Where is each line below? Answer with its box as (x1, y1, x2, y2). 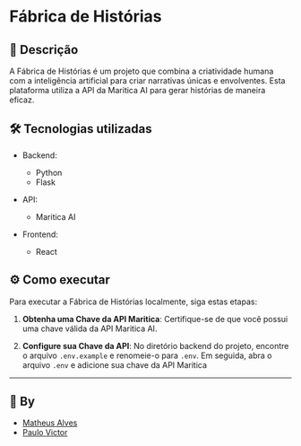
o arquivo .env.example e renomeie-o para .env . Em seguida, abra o (21, 350, 272, 361)
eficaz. (9, 94, 35, 105)
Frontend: (21, 229, 58, 240)
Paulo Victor (21, 427, 68, 438)
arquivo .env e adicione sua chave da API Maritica (21, 359, 208, 370)
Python (35, 167, 63, 178)
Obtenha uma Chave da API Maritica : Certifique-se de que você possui (21, 313, 288, 324)
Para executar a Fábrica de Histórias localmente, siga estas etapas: (9, 296, 258, 307)
